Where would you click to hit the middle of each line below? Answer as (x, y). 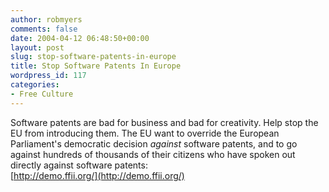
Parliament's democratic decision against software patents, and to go (154, 143)
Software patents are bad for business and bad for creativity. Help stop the (164, 122)
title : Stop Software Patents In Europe (96, 66)
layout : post (37, 47)
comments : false (44, 29)
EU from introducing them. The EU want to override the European (145, 133)
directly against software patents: (79, 165)
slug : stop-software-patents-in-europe (93, 57)
